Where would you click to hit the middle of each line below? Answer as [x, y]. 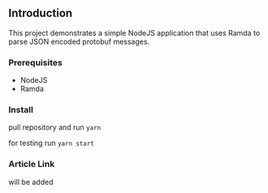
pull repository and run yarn [55, 127]
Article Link [32, 164]
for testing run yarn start [52, 143]
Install [21, 110]
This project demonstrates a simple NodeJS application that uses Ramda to [134, 32]
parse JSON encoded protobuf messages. [79, 41]
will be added [31, 182]
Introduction [41, 13]
